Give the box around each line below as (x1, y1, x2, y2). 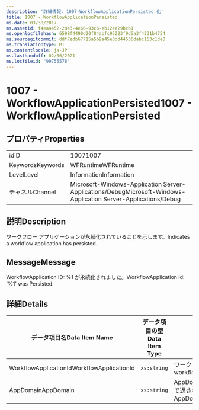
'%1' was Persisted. (6, 280, 54, 287)
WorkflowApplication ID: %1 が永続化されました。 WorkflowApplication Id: (6, 274, 185, 281)
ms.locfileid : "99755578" (6, 58, 70, 64)
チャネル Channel (9, 188, 56, 196)
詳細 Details (6, 299, 49, 309)
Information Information (70, 170, 134, 178)
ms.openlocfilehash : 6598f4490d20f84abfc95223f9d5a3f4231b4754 (6, 31, 166, 37)
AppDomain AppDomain (9, 386, 75, 394)
